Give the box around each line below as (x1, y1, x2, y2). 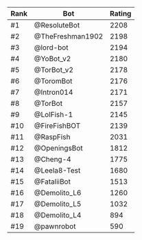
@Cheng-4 (34, 155, 71, 164)
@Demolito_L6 (34, 188, 82, 197)
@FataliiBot (34, 177, 71, 186)
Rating (109, 9, 132, 18)
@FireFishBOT (34, 121, 81, 130)
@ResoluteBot (34, 21, 80, 30)
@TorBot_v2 (34, 65, 74, 74)
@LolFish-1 (34, 110, 73, 119)
